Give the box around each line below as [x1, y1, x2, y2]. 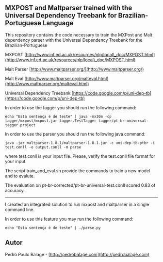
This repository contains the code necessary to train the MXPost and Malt [5, 32, 153, 38]
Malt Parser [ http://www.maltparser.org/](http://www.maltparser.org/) [5, 66, 144, 72]
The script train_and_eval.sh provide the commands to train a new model [5, 167, 150, 174]
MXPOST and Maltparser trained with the [5, 4, 132, 12]
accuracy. [5, 187, 25, 193]
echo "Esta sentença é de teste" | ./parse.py [5, 225, 101, 230]
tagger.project [5, 122, 36, 128]
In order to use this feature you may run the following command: [5, 216, 133, 222]
